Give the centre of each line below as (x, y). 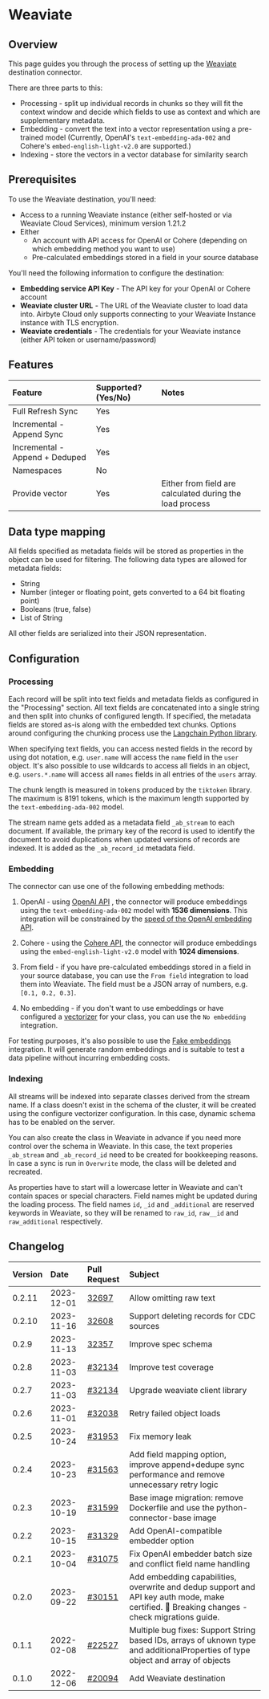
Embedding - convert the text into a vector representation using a (128, 129)
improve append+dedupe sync (187, 1465)
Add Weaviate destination (177, 1678)
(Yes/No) (113, 397)
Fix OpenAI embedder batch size (191, 1554)
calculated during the (201, 493)
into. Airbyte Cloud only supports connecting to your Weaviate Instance (138, 314)
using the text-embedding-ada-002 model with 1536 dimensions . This (134, 911)
